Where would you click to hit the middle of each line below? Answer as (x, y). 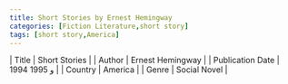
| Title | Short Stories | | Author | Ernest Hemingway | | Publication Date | (144, 61)
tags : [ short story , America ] (65, 34)
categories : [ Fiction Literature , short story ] (99, 26)
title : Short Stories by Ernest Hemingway (91, 18)
